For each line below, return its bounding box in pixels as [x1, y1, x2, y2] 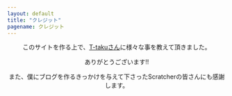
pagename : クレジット [7, 23, 65, 30]
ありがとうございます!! [84, 58, 149, 66]
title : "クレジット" [7, 17, 61, 24]
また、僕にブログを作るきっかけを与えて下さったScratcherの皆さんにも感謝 [8, 72, 225, 81]
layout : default [7, 10, 54, 17]
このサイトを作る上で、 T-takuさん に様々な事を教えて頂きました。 [22, 43, 211, 51]
